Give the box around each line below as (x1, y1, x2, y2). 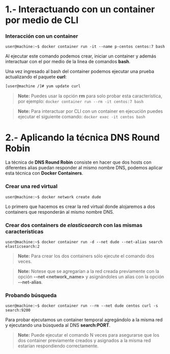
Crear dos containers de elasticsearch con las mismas (5, 221, 143, 229)
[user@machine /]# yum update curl (5, 84, 81, 89)
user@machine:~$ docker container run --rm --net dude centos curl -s (5, 304, 158, 309)
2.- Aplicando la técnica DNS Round (5, 132, 160, 143)
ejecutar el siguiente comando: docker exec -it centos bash (17, 114, 146, 120)
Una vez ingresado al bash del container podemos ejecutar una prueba (5, 68, 154, 74)
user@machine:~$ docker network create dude (5, 194, 101, 199)
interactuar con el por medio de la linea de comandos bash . (5, 59, 131, 65)
